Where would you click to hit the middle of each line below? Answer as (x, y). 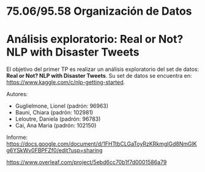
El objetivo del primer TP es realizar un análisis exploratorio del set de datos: (103, 69)
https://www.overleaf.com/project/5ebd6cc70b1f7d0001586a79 (87, 162)
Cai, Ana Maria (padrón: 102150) (56, 125)
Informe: (17, 137)
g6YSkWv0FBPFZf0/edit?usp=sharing (54, 151)
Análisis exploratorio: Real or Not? (95, 39)
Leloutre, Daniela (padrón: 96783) (58, 119)
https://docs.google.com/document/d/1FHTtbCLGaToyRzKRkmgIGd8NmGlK (102, 144)
